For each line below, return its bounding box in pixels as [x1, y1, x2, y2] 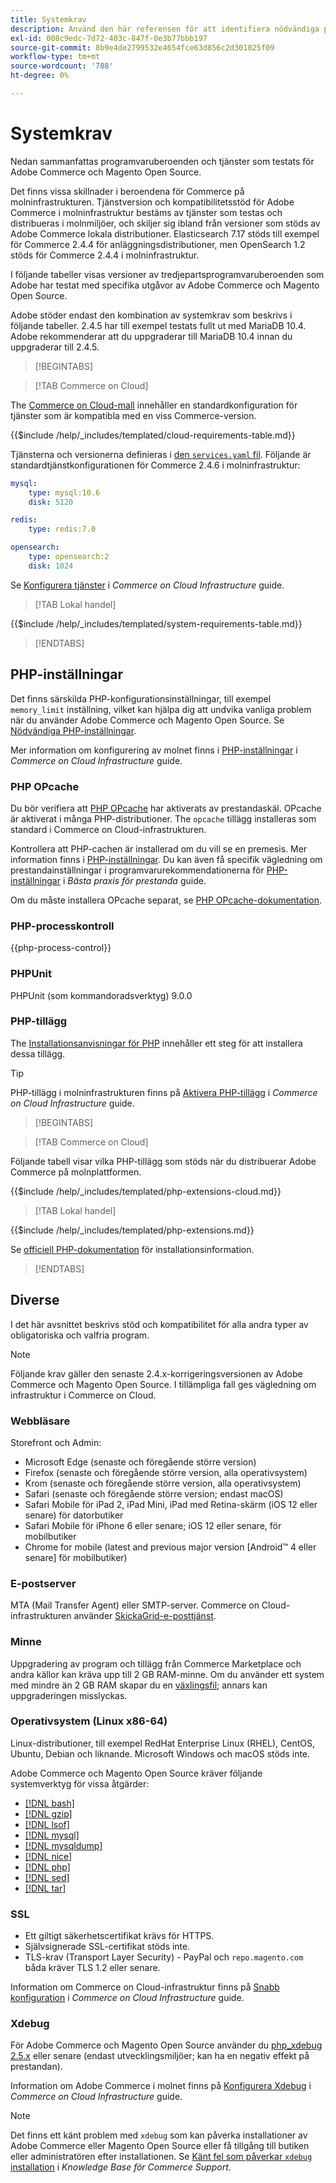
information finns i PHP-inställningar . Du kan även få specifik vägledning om [10, 853, 323, 865]
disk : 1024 [28, 561, 74, 571]
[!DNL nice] [24, 1850, 73, 1862]
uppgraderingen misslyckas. [10, 1689, 128, 1701]
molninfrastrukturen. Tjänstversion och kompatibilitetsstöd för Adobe [10, 196, 295, 208]
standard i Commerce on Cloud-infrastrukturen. [10, 823, 207, 835]
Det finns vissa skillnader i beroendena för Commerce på [10, 185, 245, 197]
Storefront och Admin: [10, 1436, 102, 1448]
